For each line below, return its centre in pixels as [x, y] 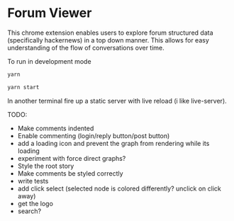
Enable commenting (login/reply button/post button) [94, 135]
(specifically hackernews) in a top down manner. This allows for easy [108, 40]
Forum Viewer [50, 13]
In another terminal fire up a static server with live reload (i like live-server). [117, 101]
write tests [33, 181]
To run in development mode [49, 61]
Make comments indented [56, 128]
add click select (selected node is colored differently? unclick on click [119, 188]
